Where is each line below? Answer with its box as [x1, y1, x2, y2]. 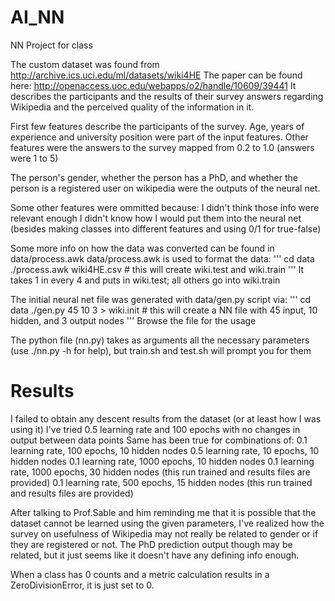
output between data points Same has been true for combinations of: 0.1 [10, 434, 308, 446]
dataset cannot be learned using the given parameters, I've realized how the [10, 517, 325, 529]
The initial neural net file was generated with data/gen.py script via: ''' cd [10, 293, 312, 305]
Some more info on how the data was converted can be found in [10, 242, 275, 254]
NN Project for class [10, 39, 93, 51]
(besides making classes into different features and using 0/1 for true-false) [10, 222, 322, 235]
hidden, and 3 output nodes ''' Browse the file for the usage [10, 314, 257, 326]
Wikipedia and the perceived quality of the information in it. [10, 101, 255, 113]
